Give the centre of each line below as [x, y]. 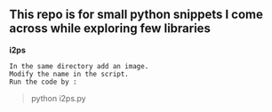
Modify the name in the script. [69, 74]
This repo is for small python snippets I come [136, 15]
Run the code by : [43, 82]
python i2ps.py [58, 98]
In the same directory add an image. [79, 66]
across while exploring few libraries [110, 29]
